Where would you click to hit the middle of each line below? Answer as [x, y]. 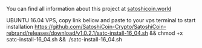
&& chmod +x [166, 33]
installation [20, 27]
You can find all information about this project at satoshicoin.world [89, 9]
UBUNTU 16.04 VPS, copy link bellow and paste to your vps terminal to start [101, 20]
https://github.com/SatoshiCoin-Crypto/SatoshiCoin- [100, 27]
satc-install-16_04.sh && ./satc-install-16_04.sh [64, 39]
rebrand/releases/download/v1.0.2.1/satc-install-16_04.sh [77, 33]
